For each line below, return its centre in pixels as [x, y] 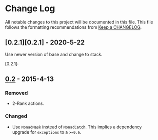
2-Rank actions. [28, 103]
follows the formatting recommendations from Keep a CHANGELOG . [73, 27]
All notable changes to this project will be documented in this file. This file [79, 22]
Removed [17, 93]
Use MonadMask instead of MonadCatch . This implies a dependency [77, 127]
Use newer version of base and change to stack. [54, 54]
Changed [16, 116]
